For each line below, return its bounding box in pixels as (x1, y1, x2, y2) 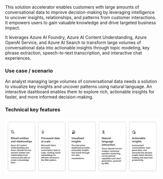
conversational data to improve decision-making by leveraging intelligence (5, 9, 155, 15)
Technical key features (5, 106, 61, 113)
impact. (5, 25, 20, 31)
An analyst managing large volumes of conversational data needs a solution (5, 78, 157, 85)
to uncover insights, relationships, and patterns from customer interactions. (5, 15, 157, 20)
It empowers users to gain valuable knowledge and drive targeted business (5, 20, 156, 25)
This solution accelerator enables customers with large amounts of (5, 4, 140, 10)
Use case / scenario (5, 67, 53, 74)
